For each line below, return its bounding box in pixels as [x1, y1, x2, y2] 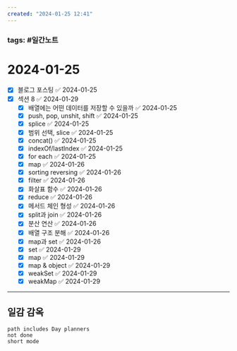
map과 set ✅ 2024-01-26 [28, 237, 101, 246]
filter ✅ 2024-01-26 [28, 176, 86, 184]
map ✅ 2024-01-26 [28, 160, 85, 169]
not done [7, 331, 33, 339]
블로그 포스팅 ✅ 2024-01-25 [17, 85, 97, 94]
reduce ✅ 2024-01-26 [28, 193, 93, 201]
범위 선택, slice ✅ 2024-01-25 [28, 128, 114, 136]
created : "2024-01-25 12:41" [7, 10, 93, 18]
